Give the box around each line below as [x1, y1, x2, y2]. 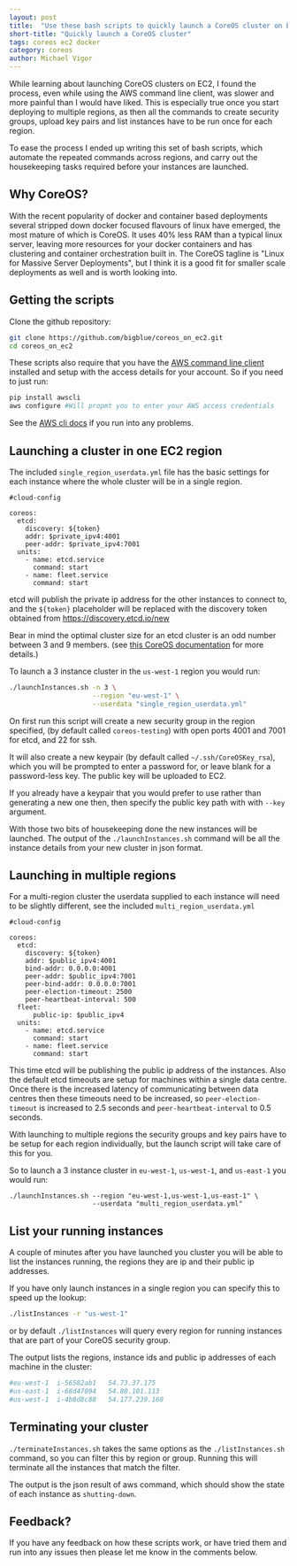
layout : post [9, 12, 57, 22]
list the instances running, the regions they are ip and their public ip [9, 1256, 255, 1267]
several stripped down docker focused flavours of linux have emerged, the [9, 220, 281, 230]
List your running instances [9, 1223, 164, 1238]
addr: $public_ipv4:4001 [25, 957, 117, 966]
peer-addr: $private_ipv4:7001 [25, 539, 141, 549]
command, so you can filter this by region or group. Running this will [9, 1453, 258, 1463]
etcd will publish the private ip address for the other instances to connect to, [9, 594, 287, 605]
